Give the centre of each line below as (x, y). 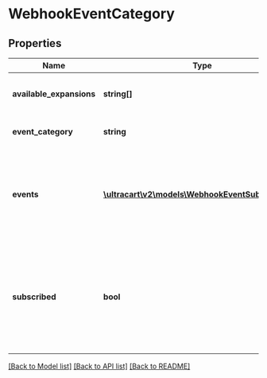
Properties (35, 43)
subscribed (35, 297)
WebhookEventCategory (91, 14)
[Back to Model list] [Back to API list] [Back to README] (99, 366)
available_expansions (54, 94)
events (25, 194)
